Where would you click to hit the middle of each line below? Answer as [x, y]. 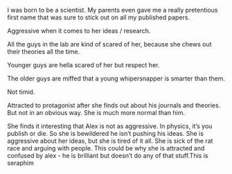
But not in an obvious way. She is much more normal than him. [96, 113]
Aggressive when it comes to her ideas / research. [79, 31]
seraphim [21, 163]
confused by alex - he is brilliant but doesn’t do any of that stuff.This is [108, 156]
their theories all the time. [44, 52]
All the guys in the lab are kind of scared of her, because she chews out [109, 44]
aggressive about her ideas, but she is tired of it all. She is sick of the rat [110, 141]
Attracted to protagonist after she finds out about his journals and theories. [114, 105]
